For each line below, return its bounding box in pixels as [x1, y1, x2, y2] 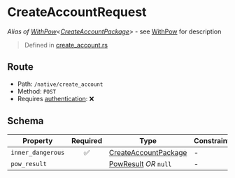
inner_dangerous [10, 148, 65, 156]
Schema [7, 115, 44, 127]
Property [22, 135, 53, 145]
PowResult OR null [108, 158, 172, 168]
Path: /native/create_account [17, 80, 104, 88]
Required [71, 135, 103, 145]
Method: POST [17, 87, 57, 95]
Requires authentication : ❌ [17, 94, 94, 103]
